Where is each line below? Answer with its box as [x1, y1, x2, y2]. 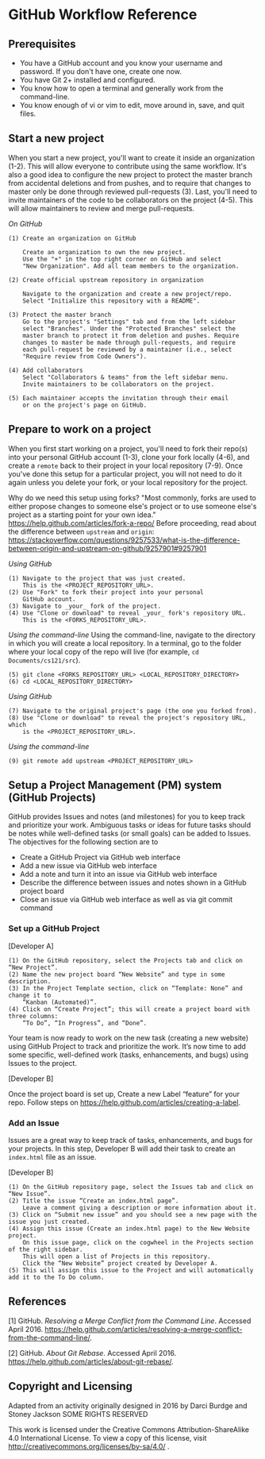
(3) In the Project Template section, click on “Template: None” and [8, 984, 244, 992]
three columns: [8, 1012, 59, 1020]
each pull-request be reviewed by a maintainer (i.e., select [22, 345, 232, 353]
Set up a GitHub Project [8, 923, 101, 934]
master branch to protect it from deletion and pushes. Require [22, 331, 240, 339]
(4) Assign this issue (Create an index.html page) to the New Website [8, 1225, 250, 1233]
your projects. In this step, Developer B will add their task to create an [8, 1144, 236, 1153]
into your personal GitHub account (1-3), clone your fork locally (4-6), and [8, 452, 250, 461]
